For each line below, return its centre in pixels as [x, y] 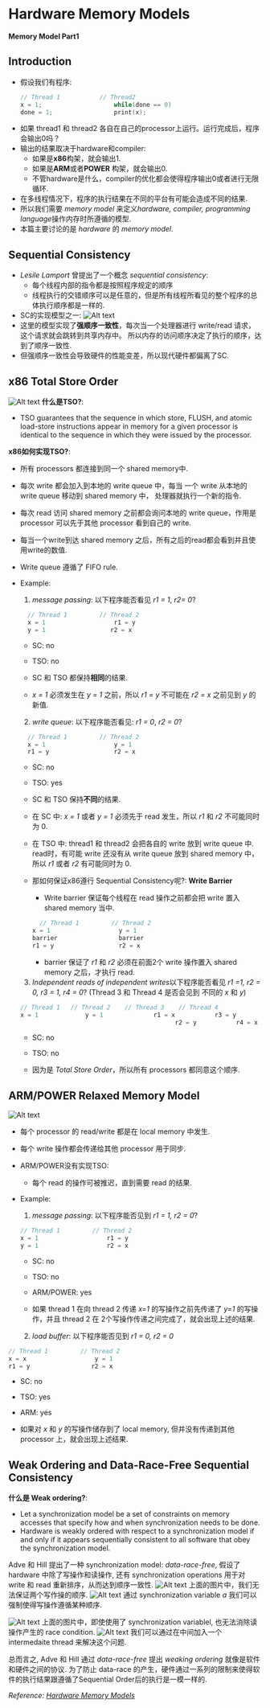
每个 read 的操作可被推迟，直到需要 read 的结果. [112, 1183]
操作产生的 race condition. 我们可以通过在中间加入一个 [115, 1632]
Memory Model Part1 [44, 36]
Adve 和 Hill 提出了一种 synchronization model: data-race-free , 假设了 [125, 1565]
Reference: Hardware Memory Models [72, 1696]
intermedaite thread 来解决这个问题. [67, 1642]
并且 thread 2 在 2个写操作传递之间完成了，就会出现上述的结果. [151, 1319]
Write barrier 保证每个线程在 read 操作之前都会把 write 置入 [142, 898]
